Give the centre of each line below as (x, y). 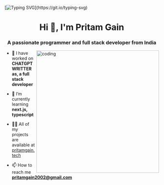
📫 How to (22, 165)
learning (20, 104)
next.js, (20, 110)
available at (23, 145)
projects (20, 135)
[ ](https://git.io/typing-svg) (46, 8)
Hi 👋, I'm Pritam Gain (82, 27)
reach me (21, 172)
